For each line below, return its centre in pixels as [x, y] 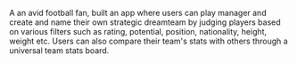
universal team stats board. [59, 51]
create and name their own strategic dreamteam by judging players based [145, 22]
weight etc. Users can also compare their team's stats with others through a [148, 41]
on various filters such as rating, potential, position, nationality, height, [138, 31]
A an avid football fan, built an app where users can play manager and [138, 13]
